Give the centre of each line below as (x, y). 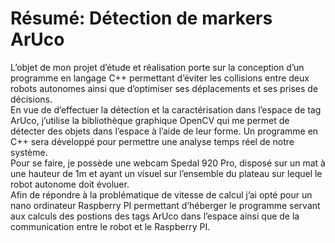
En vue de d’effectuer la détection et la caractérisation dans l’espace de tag (166, 109)
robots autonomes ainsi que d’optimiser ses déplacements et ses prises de (164, 88)
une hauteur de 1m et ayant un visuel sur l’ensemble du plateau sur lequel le (166, 173)
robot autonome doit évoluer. (70, 184)
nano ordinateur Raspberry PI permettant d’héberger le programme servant (165, 205)
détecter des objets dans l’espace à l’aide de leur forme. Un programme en (164, 131)
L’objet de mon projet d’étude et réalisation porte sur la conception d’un (157, 67)
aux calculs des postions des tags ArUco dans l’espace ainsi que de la (155, 216)
